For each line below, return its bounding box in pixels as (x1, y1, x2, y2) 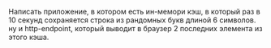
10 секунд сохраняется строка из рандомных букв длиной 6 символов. (8, 15, 256, 25)
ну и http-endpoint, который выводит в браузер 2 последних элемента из (8, 24, 263, 33)
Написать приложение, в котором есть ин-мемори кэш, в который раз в (8, 7, 261, 16)
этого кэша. (8, 32, 49, 42)
